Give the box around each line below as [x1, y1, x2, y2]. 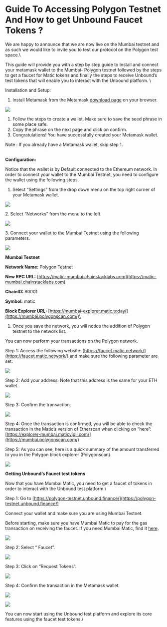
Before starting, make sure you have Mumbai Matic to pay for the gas [5, 520, 148, 526]
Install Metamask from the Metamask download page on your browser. [12, 96, 158, 103]
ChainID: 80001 [5, 288, 38, 294]
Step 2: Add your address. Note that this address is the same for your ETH [5, 377, 158, 383]
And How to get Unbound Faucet [5, 14, 143, 25]
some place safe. [12, 121, 48, 127]
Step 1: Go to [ [5, 495, 34, 501]
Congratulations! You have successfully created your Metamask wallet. [12, 131, 159, 138]
